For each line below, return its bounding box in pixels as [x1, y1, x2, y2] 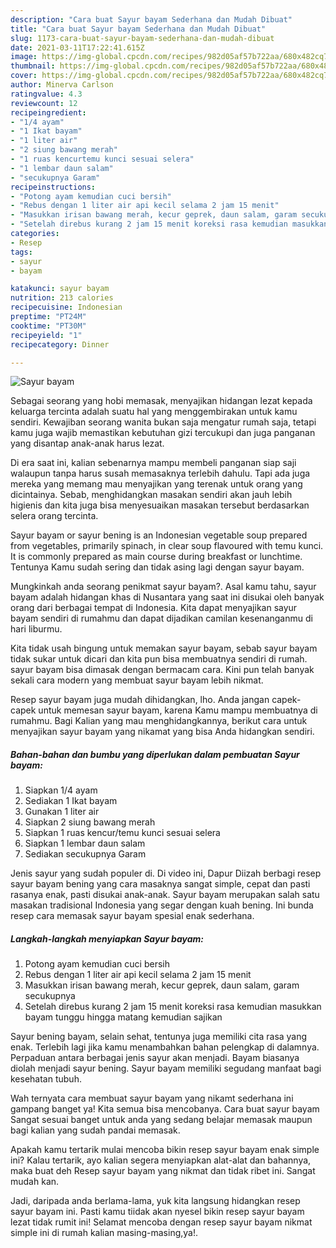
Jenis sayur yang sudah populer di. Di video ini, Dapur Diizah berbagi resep [10, 867, 322, 880]
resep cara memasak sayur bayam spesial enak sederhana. [10, 910, 255, 922]
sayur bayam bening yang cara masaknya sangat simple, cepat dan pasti [10, 878, 311, 890]
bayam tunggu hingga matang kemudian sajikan [24, 1011, 223, 1023]
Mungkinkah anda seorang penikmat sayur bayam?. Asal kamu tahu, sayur [10, 581, 317, 593]
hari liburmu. [10, 623, 63, 635]
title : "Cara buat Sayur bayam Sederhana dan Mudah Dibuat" [10, 24, 267, 34]
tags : [10, 247, 33, 257]
